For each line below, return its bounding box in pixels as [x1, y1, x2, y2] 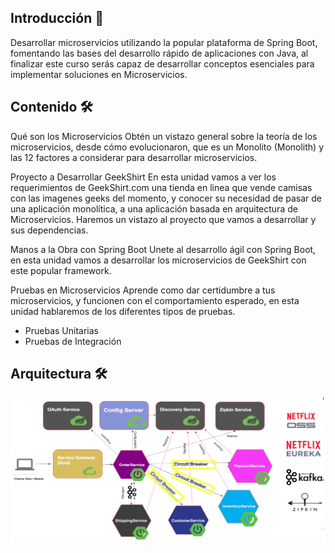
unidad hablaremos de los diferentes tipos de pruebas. [10, 305, 236, 317]
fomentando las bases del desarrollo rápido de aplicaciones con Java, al [10, 47, 309, 59]
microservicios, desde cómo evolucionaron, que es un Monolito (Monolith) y [10, 141, 325, 153]
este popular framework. [10, 264, 112, 276]
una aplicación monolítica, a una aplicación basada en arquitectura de [10, 202, 298, 215]
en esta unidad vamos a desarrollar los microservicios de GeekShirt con [10, 254, 307, 266]
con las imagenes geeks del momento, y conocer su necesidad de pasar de [10, 192, 322, 204]
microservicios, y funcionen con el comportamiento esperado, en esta [10, 294, 300, 306]
